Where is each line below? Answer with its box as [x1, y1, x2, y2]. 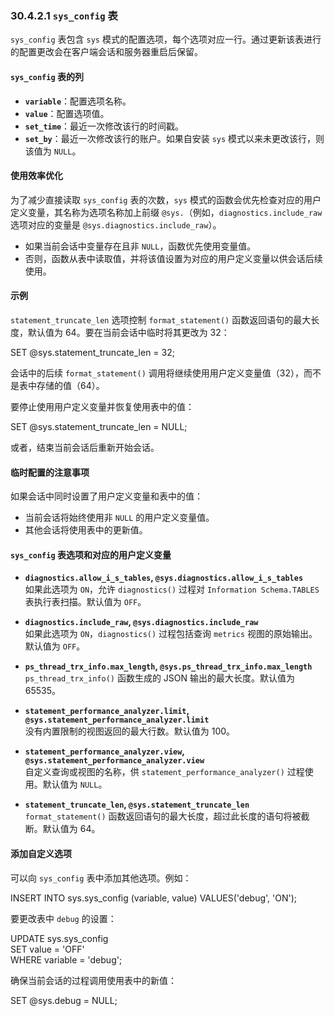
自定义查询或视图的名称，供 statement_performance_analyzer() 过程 [24, 766, 305, 778]
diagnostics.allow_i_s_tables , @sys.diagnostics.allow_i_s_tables [24, 572, 304, 584]
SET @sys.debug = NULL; [10, 994, 118, 1006]
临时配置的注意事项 [10, 466, 90, 478]
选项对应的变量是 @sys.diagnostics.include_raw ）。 [10, 218, 222, 231]
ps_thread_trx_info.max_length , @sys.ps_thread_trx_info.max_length [24, 660, 313, 672]
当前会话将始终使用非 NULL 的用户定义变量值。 [24, 512, 215, 524]
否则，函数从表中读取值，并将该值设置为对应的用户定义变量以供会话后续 [24, 252, 323, 264]
